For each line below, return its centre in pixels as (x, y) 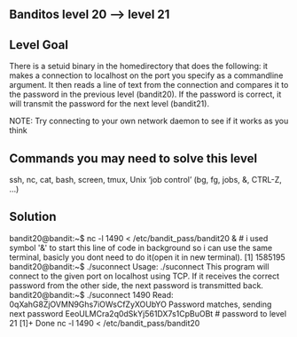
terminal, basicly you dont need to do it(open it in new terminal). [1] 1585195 (147, 257)
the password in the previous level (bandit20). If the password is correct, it (145, 94)
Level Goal (39, 45)
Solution (33, 217)
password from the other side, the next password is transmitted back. (137, 285)
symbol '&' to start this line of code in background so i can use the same (141, 247)
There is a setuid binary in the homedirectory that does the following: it (139, 67)
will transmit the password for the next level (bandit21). (109, 104)
